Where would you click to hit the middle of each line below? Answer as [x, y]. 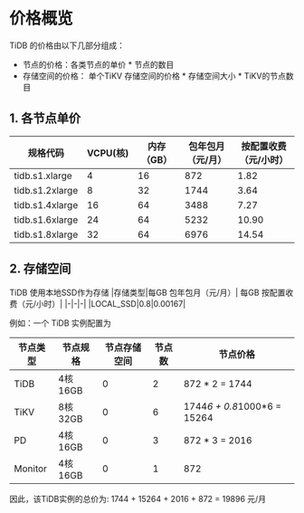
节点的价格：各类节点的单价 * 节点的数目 [98, 64]
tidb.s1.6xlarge [46, 220]
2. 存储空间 [40, 269]
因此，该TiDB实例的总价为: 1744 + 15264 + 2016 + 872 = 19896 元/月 [138, 499]
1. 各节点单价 [45, 119]
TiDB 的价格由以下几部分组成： [67, 45]
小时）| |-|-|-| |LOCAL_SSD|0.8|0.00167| [111, 303]
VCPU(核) [108, 153]
